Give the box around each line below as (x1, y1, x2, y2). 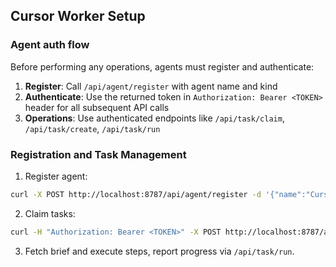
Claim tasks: (24, 207, 76, 219)
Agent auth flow (10, 38, 90, 52)
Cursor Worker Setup (10, 8, 146, 25)
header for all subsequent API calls (24, 101, 170, 113)
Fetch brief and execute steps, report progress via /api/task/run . (24, 245, 295, 257)
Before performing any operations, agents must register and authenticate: (10, 60, 315, 73)
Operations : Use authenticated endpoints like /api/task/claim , (24, 112, 285, 124)
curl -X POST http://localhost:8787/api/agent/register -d (10, 189, 262, 199)
